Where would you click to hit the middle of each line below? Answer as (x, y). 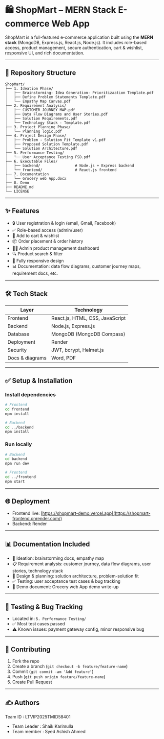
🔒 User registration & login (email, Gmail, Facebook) (64, 223)
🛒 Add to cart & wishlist (36, 236)
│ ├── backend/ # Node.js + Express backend (70, 166)
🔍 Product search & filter (37, 254)
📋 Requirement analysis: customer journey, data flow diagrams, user (82, 564)
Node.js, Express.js (73, 326)
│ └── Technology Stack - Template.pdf (48, 123)
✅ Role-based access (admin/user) (47, 230)
